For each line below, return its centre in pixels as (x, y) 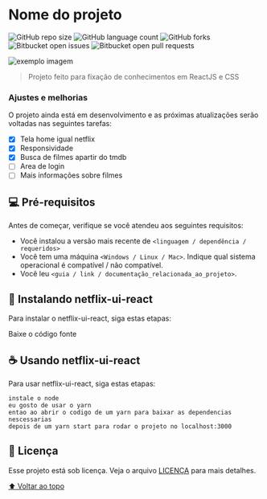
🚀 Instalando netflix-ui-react (80, 299)
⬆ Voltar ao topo (37, 486)
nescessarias (30, 419)
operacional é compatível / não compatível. (91, 265)
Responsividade (47, 148)
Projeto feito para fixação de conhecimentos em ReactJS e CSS (133, 76)
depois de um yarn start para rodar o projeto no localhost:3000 (120, 426)
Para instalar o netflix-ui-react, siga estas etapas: (90, 318)
